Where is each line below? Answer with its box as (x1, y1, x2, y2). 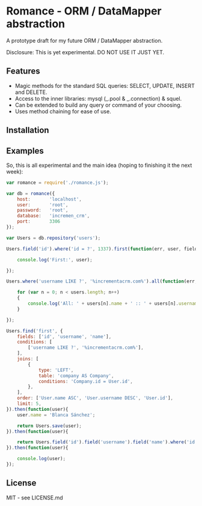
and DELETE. (14, 89, 47, 96)
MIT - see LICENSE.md (6, 494, 63, 501)
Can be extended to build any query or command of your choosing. (14, 101, 182, 108)
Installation (6, 125, 49, 136)
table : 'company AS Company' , (38, 372, 114, 379)
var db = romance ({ (6, 190, 55, 196)
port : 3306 (17, 219, 61, 225)
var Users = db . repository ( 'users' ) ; (6, 235, 101, 241)
